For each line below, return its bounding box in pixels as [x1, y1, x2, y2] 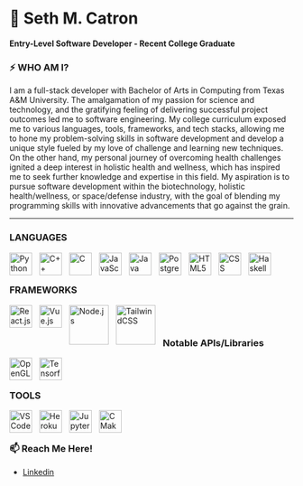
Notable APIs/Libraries [162, 336, 264, 349]
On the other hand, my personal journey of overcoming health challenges [9, 153, 281, 164]
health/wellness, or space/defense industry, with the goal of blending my [9, 191, 281, 201]
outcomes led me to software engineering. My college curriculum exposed [9, 114, 287, 125]
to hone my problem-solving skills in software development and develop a [9, 133, 284, 144]
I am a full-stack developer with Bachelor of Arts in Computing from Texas [9, 85, 285, 96]
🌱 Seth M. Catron [9, 8, 139, 29]
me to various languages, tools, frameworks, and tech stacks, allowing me [9, 124, 285, 135]
